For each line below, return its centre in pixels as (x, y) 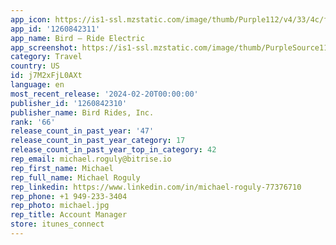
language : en (37, 85)
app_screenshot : (44, 47)
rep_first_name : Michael (62, 168)
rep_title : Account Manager (69, 215)
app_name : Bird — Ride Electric (77, 38)
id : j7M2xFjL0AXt (46, 76)
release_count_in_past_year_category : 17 (98, 141)
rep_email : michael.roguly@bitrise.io (91, 159)
